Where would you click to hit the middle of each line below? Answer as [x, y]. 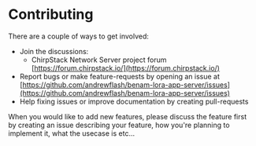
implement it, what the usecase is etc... [72, 133]
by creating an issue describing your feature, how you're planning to [119, 125]
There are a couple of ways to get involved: [79, 36]
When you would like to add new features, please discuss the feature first [127, 116]
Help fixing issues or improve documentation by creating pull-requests [134, 101]
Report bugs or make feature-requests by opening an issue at [120, 76]
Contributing [51, 15]
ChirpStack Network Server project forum [99, 60]
